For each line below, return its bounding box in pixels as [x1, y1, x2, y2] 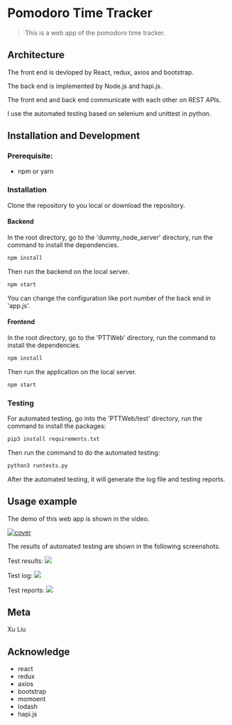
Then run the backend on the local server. [7, 267, 130, 276]
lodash [17, 702, 38, 711]
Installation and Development [7, 130, 140, 142]
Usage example [7, 496, 78, 508]
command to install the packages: [7, 421, 106, 430]
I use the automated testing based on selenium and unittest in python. [7, 109, 211, 118]
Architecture [7, 49, 65, 61]
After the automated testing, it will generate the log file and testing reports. [7, 474, 226, 484]
